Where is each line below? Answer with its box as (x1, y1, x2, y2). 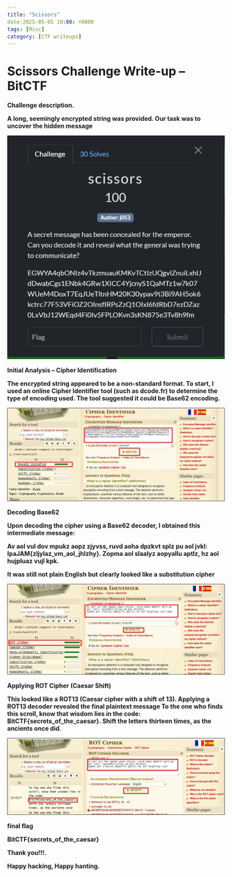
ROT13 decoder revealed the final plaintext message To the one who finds (7, 702, 223, 711)
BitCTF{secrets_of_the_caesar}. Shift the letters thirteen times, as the (7, 717, 212, 725)
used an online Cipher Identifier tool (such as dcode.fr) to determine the (7, 387, 218, 395)
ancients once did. (7, 724, 62, 732)
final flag (7, 822, 33, 830)
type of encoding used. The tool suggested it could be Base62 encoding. (7, 394, 221, 402)
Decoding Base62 (7, 508, 60, 517)
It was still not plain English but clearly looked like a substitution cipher (7, 570, 215, 579)
